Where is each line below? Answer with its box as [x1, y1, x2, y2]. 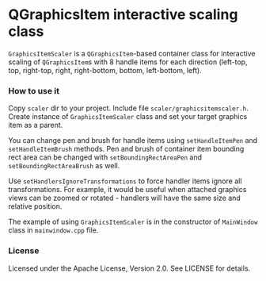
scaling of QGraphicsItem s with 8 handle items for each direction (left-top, [8, 57, 248, 67]
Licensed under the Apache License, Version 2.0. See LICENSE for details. [8, 264, 251, 273]
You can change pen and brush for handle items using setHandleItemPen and [8, 136, 258, 145]
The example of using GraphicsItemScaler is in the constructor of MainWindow [8, 217, 258, 227]
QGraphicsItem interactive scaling [8, 6, 238, 24]
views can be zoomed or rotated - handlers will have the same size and [8, 193, 241, 203]
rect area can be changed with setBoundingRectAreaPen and [8, 152, 203, 162]
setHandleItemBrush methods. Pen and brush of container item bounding [8, 144, 245, 154]
